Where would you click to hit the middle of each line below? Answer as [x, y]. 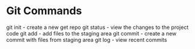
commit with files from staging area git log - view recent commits [87, 40]
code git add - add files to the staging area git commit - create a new [91, 33]
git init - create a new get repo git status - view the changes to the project [97, 27]
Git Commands [44, 11]
